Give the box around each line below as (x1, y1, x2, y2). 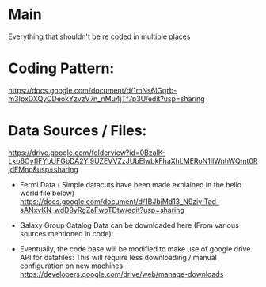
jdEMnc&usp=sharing (8, 164, 78, 174)
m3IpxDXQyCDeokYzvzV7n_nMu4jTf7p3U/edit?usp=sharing (8, 93, 205, 104)
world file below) (19, 188, 75, 198)
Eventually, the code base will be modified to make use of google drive (19, 244, 251, 254)
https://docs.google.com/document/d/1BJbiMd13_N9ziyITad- (19, 196, 220, 206)
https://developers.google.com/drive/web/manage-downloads (19, 269, 224, 278)
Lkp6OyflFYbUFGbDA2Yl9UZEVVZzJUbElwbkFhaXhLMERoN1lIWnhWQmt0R (8, 156, 258, 165)
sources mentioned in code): (19, 228, 114, 238)
